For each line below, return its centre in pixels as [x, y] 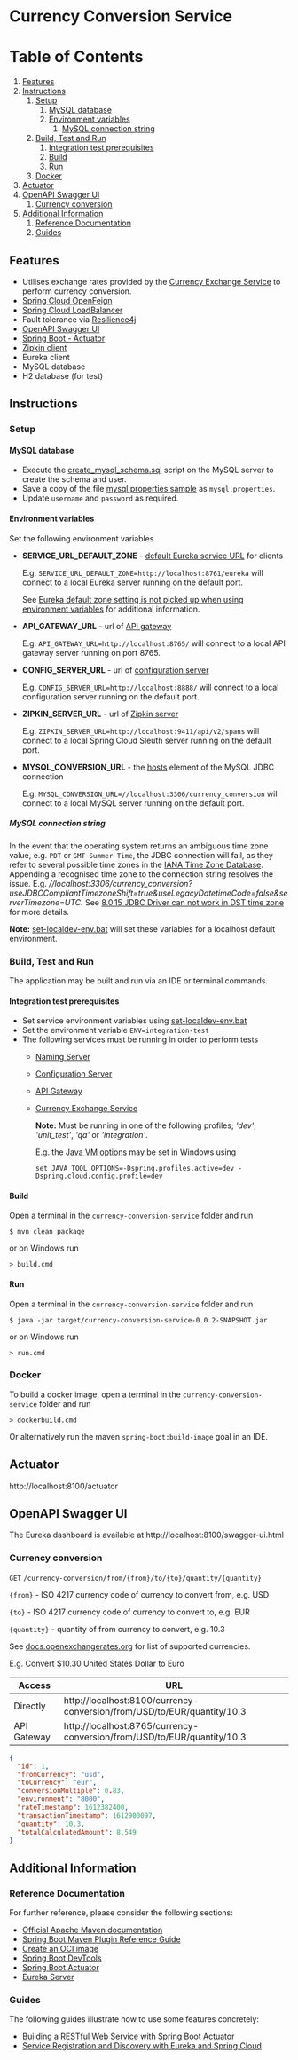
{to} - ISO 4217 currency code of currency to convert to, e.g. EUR [129, 1612]
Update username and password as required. [100, 498]
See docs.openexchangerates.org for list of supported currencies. [130, 1646]
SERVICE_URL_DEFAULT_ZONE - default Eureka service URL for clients [153, 556]
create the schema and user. [74, 479]
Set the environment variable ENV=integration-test [116, 1030]
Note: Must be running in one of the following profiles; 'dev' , [146, 1125]
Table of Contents [76, 57]
